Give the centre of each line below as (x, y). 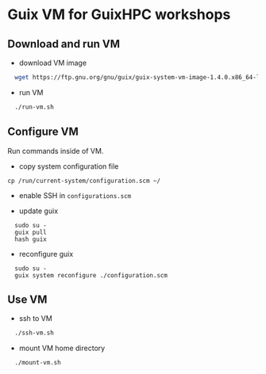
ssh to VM (35, 319)
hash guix (31, 239)
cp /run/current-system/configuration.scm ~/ (84, 181)
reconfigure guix (46, 254)
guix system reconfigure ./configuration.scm (91, 275)
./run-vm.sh (35, 107)
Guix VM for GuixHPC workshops (119, 15)
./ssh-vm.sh (35, 333)
